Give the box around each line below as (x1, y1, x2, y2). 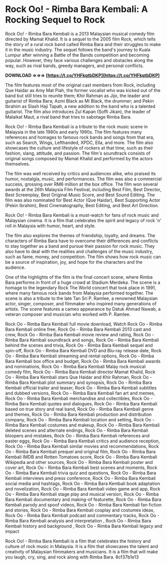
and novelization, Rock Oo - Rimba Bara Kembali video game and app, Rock (5, 485, 161, 491)
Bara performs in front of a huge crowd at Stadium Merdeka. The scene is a (5, 279, 161, 285)
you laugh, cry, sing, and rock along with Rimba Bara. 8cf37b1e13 (5, 554, 139, 560)
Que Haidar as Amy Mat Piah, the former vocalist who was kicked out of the (5, 87, 161, 93)
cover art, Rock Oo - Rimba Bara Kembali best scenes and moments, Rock (5, 464, 158, 470)
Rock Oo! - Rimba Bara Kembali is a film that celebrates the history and (5, 538, 151, 544)
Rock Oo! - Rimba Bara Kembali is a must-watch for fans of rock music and (5, 212, 159, 218)
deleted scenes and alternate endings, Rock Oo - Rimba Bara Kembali (5, 427, 149, 433)
